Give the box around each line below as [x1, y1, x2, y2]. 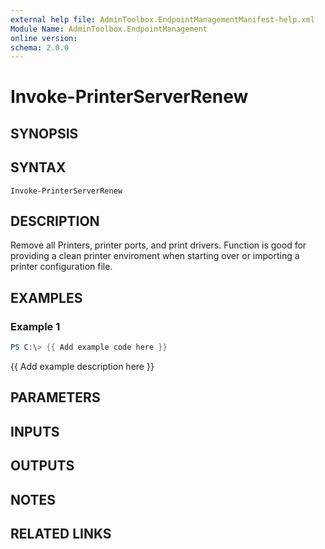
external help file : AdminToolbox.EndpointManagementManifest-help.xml [10, 14, 315, 25]
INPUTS [10, 423, 60, 440]
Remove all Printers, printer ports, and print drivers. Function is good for [10, 239, 307, 251]
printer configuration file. [10, 261, 113, 273]
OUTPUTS [10, 457, 75, 475]
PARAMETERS [10, 389, 101, 406]
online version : [10, 33, 78, 43]
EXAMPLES [10, 289, 83, 306]
